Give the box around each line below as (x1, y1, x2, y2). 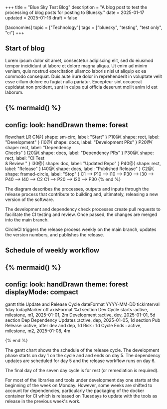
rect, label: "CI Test (5, 155, 45, 161)
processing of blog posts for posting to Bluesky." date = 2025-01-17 (5, 9, 145, 15)
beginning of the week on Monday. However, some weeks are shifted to (5, 382, 153, 388)
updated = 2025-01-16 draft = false (5, 15, 78, 20)
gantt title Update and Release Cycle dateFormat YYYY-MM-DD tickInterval (5, 301, 160, 307)
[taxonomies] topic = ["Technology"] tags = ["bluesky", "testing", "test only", (5, 24, 163, 30)
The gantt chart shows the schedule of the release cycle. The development (5, 347, 160, 353)
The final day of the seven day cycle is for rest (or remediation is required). (5, 367, 159, 373)
